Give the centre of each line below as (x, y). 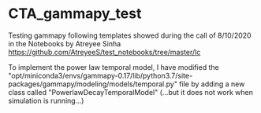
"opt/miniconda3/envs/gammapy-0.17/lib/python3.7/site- (101, 75)
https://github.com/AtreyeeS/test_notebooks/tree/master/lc (104, 52)
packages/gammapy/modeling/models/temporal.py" (93, 84)
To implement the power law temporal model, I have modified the (114, 67)
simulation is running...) (46, 100)
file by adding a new (212, 84)
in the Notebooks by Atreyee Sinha (65, 43)
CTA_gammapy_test (75, 14)
